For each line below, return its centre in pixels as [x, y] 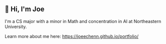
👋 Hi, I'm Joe [25, 9]
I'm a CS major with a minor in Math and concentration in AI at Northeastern [83, 21]
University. [16, 26]
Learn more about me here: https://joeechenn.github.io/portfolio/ [72, 36]
